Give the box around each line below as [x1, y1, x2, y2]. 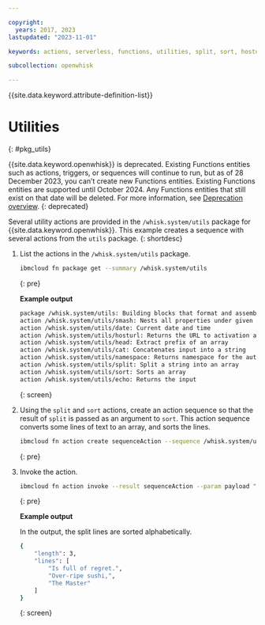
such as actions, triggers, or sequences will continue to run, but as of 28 [8, 168, 244, 178]
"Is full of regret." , [48, 565, 123, 573]
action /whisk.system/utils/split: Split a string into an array [19, 361, 239, 369]
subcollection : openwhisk [8, 62, 93, 70]
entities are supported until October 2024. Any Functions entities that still [8, 185, 246, 195]
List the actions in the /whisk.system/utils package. [19, 249, 191, 259]
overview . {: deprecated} [8, 202, 89, 211]
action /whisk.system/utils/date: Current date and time [19, 324, 211, 332]
